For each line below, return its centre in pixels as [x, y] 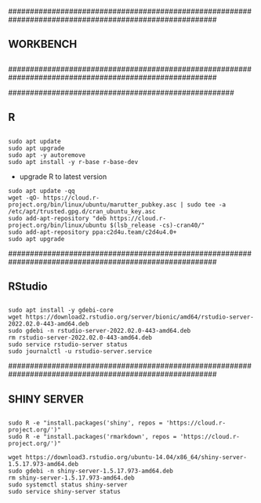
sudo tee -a [206, 204]
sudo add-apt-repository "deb [58, 218]
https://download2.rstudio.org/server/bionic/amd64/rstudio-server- [140, 317]
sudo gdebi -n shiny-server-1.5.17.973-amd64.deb [91, 471]
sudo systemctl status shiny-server [68, 485]
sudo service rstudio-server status [68, 344]
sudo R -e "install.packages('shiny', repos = [85, 423]
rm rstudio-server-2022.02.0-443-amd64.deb [80, 338]
